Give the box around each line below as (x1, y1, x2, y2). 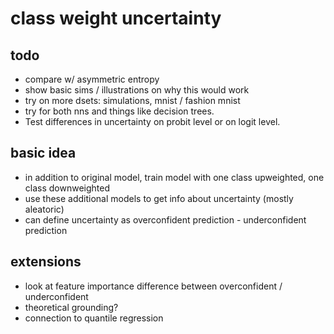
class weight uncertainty (10, 7, 222, 30)
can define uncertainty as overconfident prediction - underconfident (24, 213, 307, 226)
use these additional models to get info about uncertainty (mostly (24, 192, 294, 204)
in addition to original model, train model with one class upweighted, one (24, 171, 325, 183)
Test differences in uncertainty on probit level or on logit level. (24, 116, 281, 127)
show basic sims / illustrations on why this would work (24, 84, 250, 96)
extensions (10, 253, 82, 271)
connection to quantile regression (24, 312, 164, 324)
